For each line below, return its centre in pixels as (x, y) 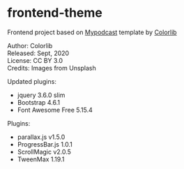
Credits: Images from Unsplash (52, 68)
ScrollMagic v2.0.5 (44, 152)
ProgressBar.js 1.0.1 (45, 144)
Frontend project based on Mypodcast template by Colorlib (92, 32)
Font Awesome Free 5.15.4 (55, 110)
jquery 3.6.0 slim (41, 95)
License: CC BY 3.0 (35, 60)
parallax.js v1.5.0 (41, 137)
